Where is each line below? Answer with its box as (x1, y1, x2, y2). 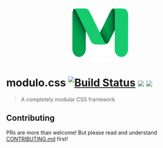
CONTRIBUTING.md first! (6, 135, 69, 142)
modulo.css (6, 76, 66, 90)
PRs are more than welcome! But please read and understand (6, 129, 157, 136)
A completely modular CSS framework (20, 95, 115, 103)
